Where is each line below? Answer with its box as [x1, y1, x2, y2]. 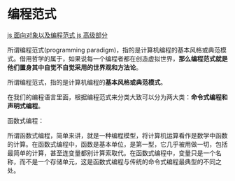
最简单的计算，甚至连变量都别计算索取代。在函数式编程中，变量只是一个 [7, 148, 215, 157]
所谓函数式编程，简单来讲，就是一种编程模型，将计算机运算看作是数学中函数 [7, 131, 228, 140]
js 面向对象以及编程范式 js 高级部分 [7, 31, 108, 39]
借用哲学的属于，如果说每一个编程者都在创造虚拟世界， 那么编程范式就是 [19, 54, 228, 63]
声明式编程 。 [7, 101, 44, 110]
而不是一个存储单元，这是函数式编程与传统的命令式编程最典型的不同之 [19, 157, 222, 166]
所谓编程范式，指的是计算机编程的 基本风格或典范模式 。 [7, 78, 166, 86]
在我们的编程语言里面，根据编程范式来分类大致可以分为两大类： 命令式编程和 [7, 92, 228, 101]
